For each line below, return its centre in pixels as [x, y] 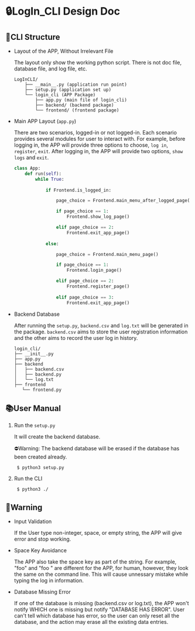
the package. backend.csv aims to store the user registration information [101, 332]
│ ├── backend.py [38, 374]
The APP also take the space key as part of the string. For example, [95, 562]
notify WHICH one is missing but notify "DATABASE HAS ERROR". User [99, 610]
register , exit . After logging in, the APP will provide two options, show [98, 151]
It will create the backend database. [57, 437]
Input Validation [33, 522]
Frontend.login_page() [94, 271]
